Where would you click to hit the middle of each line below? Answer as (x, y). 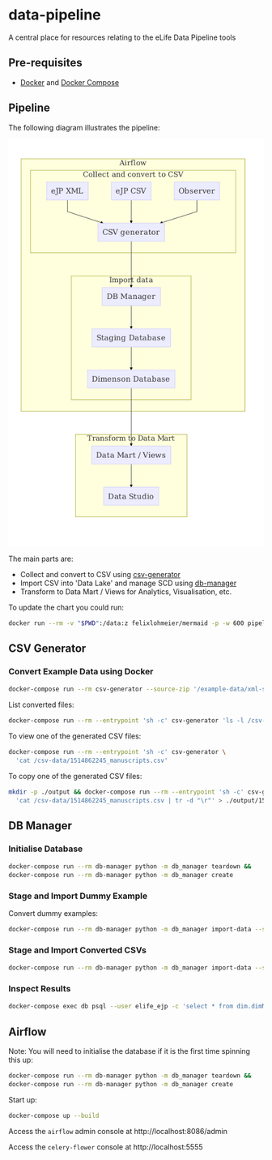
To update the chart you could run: (66, 607)
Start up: (23, 1099)
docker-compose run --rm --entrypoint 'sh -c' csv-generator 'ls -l (126, 721)
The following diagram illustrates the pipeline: (84, 127)
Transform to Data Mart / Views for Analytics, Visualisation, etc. (126, 591)
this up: (21, 1060)
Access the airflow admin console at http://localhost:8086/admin (118, 1131)
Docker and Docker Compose (70, 82)
